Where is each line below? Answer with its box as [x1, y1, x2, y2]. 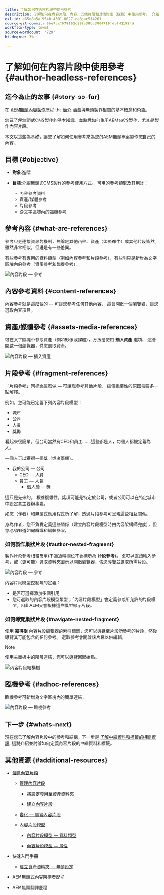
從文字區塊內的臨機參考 [19, 209, 67, 215]
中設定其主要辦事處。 [5, 500, 48, 506]
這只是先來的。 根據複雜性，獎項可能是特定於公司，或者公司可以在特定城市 [5, 494, 156, 500]
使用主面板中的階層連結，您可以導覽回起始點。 [5, 654, 99, 660]
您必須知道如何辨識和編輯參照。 [5, 527, 69, 533]
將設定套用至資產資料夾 [26, 791, 74, 797]
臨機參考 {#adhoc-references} [5, 680, 99, 688]
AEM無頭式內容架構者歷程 [12, 874, 65, 880]
